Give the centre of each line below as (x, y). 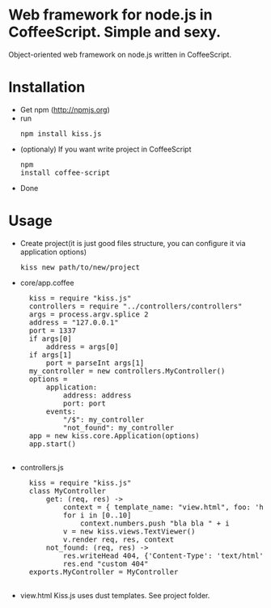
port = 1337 (53, 330)
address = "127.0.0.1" (74, 322)
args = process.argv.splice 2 (89, 314)
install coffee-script (65, 172)
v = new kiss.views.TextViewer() (129, 531)
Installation (47, 87)
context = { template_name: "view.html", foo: (157, 507)
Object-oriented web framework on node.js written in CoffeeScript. (120, 54)
